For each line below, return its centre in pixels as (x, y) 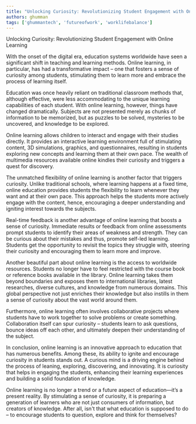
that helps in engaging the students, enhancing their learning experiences (95, 372)
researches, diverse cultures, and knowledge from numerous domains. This (97, 288)
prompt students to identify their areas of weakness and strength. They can (97, 232)
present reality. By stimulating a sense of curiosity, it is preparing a (86, 396)
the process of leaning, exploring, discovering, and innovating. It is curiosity (97, 366)
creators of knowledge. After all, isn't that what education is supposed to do (97, 409)
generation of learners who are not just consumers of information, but (90, 402)
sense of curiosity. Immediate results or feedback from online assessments (96, 227)
